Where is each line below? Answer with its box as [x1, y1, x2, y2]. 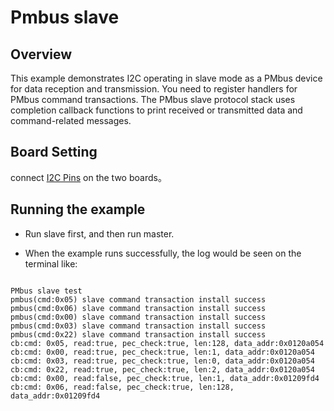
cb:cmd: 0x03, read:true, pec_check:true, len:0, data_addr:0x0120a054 [10, 356, 315, 366]
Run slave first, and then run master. [24, 227, 175, 240]
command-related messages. [10, 115, 132, 126]
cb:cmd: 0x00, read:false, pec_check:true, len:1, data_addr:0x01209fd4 [10, 373, 320, 383]
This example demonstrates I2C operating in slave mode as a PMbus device [10, 72, 323, 84]
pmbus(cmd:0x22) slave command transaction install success [10, 329, 267, 340]
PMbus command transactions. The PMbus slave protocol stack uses [10, 94, 296, 105]
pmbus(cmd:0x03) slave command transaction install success [10, 321, 267, 331]
